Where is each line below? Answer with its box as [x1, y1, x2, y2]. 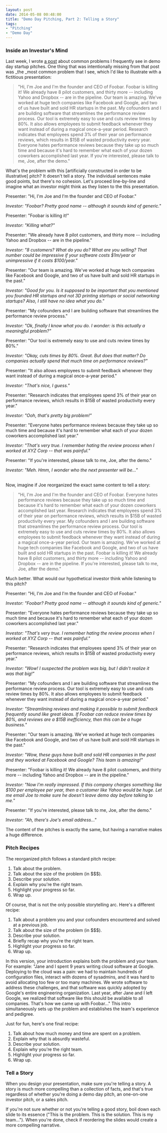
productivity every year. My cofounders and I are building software [17, 518, 155, 524]
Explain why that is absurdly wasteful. [12, 1036, 90, 1042]
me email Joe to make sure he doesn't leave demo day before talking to [5, 792, 153, 798]
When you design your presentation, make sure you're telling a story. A [5, 1081, 151, 1087]
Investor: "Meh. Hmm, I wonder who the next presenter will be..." [5, 467, 138, 473]
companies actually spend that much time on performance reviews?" [5, 358, 148, 364]
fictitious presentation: [5, 74, 52, 80]
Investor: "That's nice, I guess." [5, 383, 70, 389]
